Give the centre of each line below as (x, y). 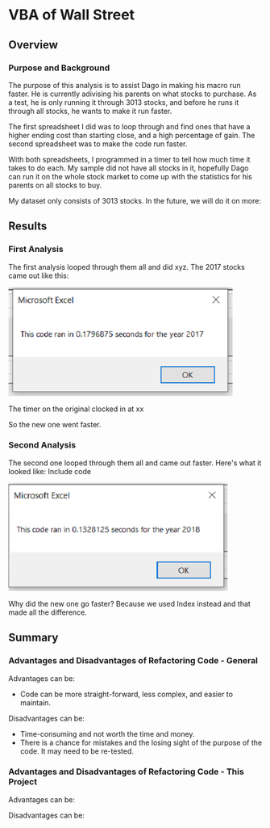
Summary (33, 638)
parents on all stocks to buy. (55, 185)
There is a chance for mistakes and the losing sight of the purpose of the (141, 742)
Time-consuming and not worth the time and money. (107, 733)
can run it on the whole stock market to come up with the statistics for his (130, 176)
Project (23, 782)
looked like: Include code (50, 471)
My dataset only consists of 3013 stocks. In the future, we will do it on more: (135, 200)
